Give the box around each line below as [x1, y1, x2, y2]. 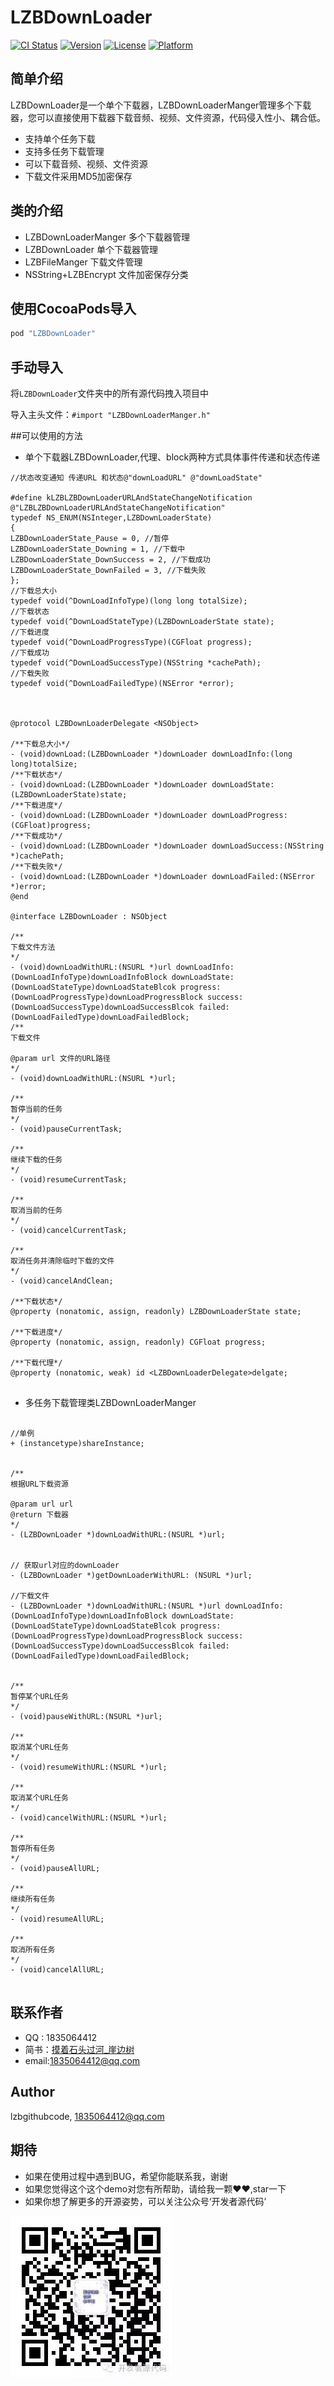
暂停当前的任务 [10, 1104, 63, 1115]
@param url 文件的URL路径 [10, 1054, 111, 1064]
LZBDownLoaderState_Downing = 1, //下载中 [10, 544, 186, 555]
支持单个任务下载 [24, 132, 96, 145]
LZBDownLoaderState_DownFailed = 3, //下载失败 [10, 566, 207, 576]
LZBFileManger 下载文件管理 [24, 256, 143, 268]
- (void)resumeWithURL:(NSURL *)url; [10, 1762, 168, 1773]
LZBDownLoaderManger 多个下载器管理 [24, 231, 190, 243]
